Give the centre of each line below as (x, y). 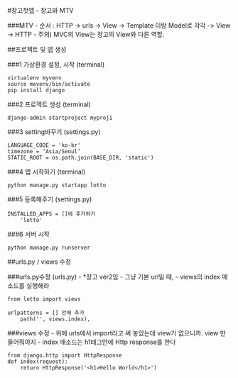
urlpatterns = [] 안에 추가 (46, 313)
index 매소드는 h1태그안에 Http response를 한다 (109, 342)
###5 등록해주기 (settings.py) (50, 199)
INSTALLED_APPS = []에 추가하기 (52, 214)
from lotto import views (44, 299)
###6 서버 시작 (28, 234)
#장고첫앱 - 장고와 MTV (40, 10)
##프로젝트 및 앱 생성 (37, 49)
